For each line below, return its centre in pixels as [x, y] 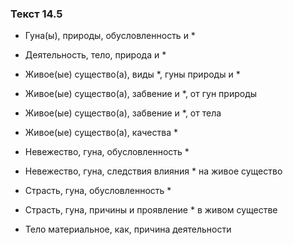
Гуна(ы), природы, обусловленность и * [110, 36]
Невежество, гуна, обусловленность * [107, 152]
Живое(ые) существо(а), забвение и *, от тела [123, 113]
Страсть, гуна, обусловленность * [98, 191]
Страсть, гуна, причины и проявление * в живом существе [151, 210]
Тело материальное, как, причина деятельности [128, 229]
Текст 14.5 [36, 14]
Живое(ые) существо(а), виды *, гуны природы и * [132, 74]
